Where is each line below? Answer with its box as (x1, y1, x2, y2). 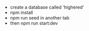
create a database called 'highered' (10, 4, 84, 10)
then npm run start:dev (10, 20, 58, 26)
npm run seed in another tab (10, 15, 70, 20)
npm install (10, 9, 33, 15)
